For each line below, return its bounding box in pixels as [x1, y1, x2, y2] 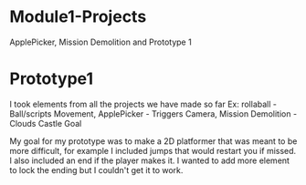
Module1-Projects [9, 6, 147, 27]
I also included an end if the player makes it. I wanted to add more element [9, 155, 290, 166]
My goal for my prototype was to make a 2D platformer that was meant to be [9, 135, 298, 147]
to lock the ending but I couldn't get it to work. [9, 164, 184, 175]
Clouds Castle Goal [9, 118, 82, 128]
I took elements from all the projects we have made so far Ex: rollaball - [9, 98, 277, 109]
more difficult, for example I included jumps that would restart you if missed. [9, 145, 297, 156]
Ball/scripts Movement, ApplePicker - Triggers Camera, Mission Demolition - [9, 108, 298, 119]
